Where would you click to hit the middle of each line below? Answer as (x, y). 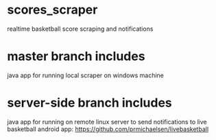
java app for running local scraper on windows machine (86, 75)
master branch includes (76, 56)
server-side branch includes (90, 103)
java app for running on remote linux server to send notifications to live (107, 122)
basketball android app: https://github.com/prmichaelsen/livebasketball (108, 129)
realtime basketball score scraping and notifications (80, 29)
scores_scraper (52, 10)
